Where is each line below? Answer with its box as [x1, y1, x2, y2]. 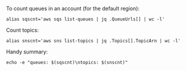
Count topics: [6, 26, 39, 33]
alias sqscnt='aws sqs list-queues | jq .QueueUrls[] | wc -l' [6, 16, 165, 22]
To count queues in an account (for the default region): [6, 5, 140, 12]
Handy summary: [6, 48, 48, 55]
